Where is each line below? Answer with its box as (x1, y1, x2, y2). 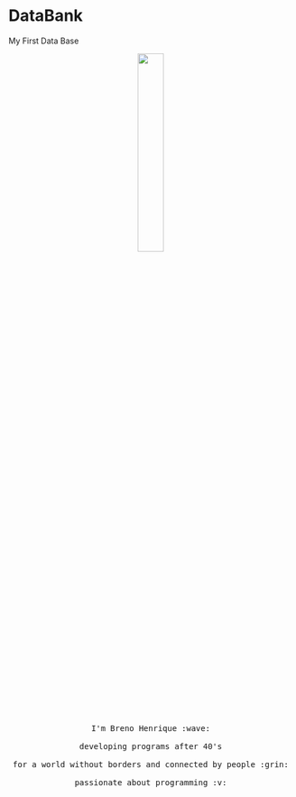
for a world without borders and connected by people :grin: (12, 759, 290, 769)
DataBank (8, 5, 83, 26)
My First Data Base (8, 35, 79, 46)
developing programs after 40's (79, 741, 223, 751)
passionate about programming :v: (74, 777, 227, 787)
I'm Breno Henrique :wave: (90, 723, 211, 733)
